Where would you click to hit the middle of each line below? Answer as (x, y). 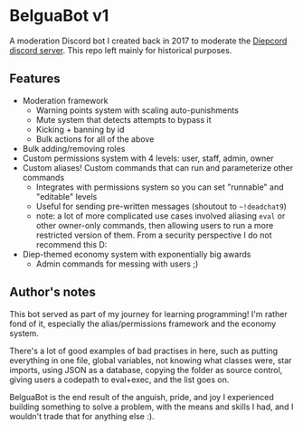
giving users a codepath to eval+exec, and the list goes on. (119, 379)
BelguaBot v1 (59, 16)
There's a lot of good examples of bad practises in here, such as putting (144, 351)
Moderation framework (65, 100)
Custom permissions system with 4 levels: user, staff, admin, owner (148, 158)
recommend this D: (71, 244)
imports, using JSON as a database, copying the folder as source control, (146, 370)
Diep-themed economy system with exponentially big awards (137, 254)
